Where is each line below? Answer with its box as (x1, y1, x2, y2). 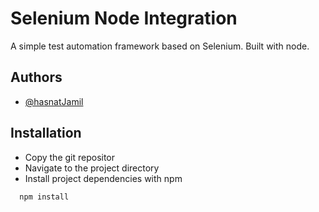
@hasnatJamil (24, 95, 84, 107)
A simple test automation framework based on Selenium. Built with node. (10, 40, 310, 52)
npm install (19, 192, 70, 202)
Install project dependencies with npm (24, 172, 183, 184)
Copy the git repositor (24, 151, 116, 163)
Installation (10, 125, 82, 142)
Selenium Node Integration (10, 7, 238, 30)
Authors (10, 69, 63, 86)
